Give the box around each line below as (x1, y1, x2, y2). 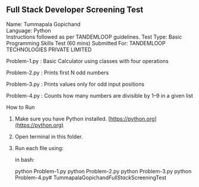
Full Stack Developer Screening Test (6, 5, 144, 15)
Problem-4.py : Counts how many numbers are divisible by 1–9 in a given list (6, 92, 194, 99)
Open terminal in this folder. (14, 133, 83, 140)
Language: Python (6, 27, 52, 34)
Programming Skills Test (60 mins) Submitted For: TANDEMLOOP (6, 39, 166, 46)
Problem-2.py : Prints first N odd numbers (6, 68, 109, 76)
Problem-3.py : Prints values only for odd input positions (6, 80, 145, 88)
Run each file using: (14, 144, 64, 151)
